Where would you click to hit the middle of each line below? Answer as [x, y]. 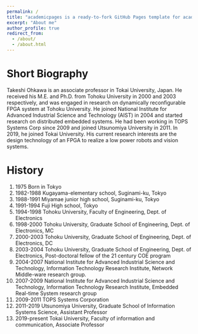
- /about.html [29, 45]
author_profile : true [33, 28]
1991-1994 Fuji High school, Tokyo [57, 205]
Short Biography [48, 74]
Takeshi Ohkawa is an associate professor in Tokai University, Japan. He [95, 90]
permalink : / [23, 12]
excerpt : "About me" [32, 22]
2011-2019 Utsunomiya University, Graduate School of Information [95, 306]
